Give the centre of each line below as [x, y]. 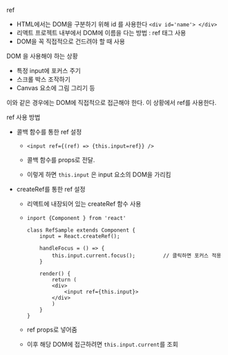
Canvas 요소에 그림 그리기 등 [56, 88]
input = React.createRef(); [80, 236]
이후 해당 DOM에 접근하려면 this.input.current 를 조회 [103, 344]
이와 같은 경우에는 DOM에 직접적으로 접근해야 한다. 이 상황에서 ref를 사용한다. [112, 102]
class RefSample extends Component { [81, 230]
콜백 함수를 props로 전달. [61, 160]
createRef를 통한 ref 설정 [51, 189]
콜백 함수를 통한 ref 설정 [49, 132]
